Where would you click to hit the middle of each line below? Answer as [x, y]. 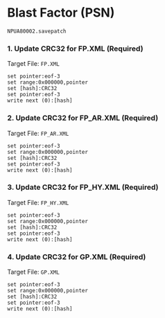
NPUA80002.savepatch [37, 31]
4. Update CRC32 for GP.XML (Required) [77, 256]
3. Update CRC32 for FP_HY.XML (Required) [83, 187]
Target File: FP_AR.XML [38, 133]
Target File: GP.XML [34, 272]
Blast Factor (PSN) [61, 13]
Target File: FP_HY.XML [38, 202]
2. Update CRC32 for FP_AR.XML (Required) [83, 118]
